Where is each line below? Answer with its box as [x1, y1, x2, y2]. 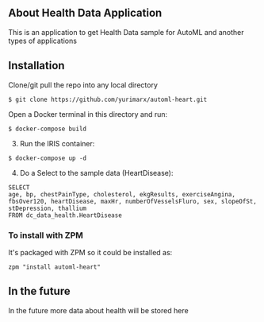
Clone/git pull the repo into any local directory [8, 80, 159, 90]
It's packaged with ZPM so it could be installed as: [8, 247, 173, 257]
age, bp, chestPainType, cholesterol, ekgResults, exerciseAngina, [8, 190, 236, 198]
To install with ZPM [8, 230, 83, 241]
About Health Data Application [8, 6, 163, 20]
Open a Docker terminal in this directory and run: [8, 109, 168, 118]
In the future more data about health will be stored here [8, 305, 189, 315]
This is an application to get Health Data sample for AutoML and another [8, 27, 244, 37]
